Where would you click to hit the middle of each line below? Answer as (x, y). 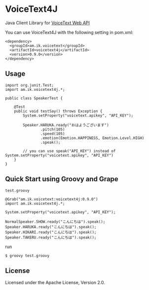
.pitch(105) (53, 129)
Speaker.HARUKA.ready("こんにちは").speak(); (51, 227)
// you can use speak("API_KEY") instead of (69, 151)
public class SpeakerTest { (34, 98)
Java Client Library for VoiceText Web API (48, 23)
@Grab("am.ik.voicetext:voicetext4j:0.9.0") (52, 199)
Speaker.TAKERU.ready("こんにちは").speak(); (51, 237)
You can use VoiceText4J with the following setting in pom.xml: (69, 32)
